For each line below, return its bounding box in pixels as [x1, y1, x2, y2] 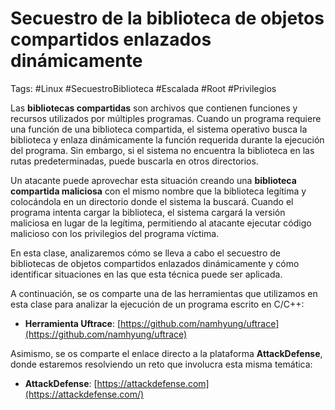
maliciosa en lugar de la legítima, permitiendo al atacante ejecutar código [10, 217, 312, 229]
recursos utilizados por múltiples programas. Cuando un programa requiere [10, 112, 322, 124]
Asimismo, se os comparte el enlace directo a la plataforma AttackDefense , [10, 347, 323, 359]
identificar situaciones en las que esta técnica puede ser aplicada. [10, 268, 283, 280]
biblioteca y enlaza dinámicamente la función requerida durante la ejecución [10, 133, 325, 146]
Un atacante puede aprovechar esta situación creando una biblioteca [10, 174, 297, 186]
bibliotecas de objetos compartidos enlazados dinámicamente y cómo [10, 257, 300, 269]
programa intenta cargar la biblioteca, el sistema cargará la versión [10, 206, 286, 218]
